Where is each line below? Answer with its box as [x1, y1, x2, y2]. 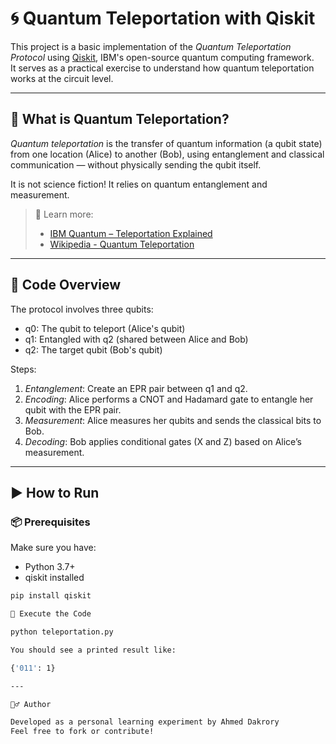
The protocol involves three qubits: [10, 303, 154, 315]
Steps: [10, 363, 37, 375]
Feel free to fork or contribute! [10, 727, 155, 737]
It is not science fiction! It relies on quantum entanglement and [10, 178, 268, 190]
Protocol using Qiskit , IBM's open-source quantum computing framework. [10, 51, 315, 63]
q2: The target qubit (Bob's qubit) [24, 343, 163, 356]
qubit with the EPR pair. [24, 403, 122, 416]
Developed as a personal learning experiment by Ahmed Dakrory [10, 717, 280, 727]
